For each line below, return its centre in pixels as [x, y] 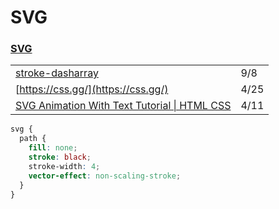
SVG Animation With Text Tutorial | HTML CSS [123, 106]
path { [33, 139]
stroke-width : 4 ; [64, 166]
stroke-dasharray [57, 73]
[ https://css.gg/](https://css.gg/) [92, 89]
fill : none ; [53, 148]
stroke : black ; [60, 157]
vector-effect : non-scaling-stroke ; [105, 176]
